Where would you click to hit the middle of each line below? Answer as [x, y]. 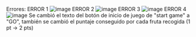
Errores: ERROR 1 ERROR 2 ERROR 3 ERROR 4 [97, 9]
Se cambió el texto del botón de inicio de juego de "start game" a [109, 15]
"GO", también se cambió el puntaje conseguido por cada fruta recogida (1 [98, 21]
